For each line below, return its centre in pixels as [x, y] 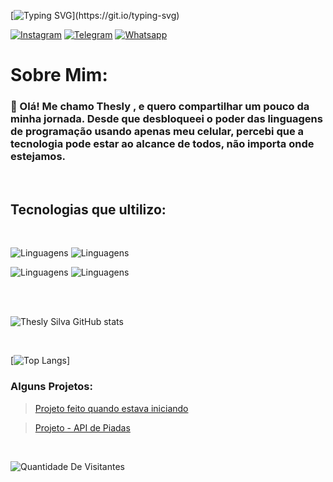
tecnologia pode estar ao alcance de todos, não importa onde [162, 144]
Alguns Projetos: [51, 387]
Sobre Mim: [59, 75]
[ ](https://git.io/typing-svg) [95, 15]
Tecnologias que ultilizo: [88, 209]
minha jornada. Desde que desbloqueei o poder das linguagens [166, 119]
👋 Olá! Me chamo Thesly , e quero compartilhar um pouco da [160, 107]
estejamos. [38, 157]
